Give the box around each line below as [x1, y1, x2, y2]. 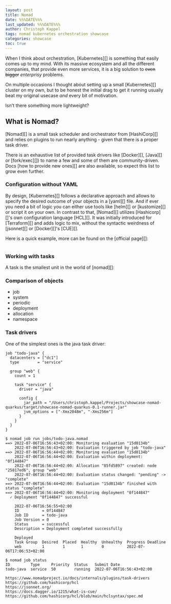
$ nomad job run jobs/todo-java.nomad [5, 436, 88, 441]
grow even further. [5, 168, 45, 174]
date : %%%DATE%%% [5, 17, 42, 22]
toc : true [5, 41, 27, 46]
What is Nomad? [5, 117, 59, 126]
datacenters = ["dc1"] [10, 355, 58, 360]
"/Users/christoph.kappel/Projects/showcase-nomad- [49, 400, 161, 405]
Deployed [14, 535, 33, 540]
